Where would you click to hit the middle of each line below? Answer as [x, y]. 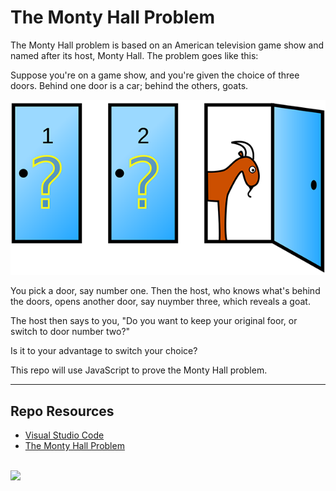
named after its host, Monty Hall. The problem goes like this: [134, 55]
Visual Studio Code [64, 435]
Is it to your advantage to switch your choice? [104, 351]
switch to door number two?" [70, 332]
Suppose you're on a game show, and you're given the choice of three [155, 75]
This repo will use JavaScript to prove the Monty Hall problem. [139, 370]
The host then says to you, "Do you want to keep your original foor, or [154, 321]
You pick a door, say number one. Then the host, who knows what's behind [165, 291]
